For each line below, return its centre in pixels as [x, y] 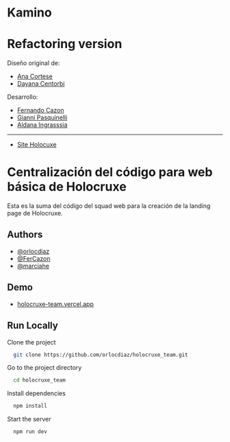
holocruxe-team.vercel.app [55, 304]
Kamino [30, 13]
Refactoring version [65, 44]
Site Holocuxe [37, 145]
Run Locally [33, 326]
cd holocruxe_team [40, 380]
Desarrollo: [23, 97]
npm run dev [30, 432]
